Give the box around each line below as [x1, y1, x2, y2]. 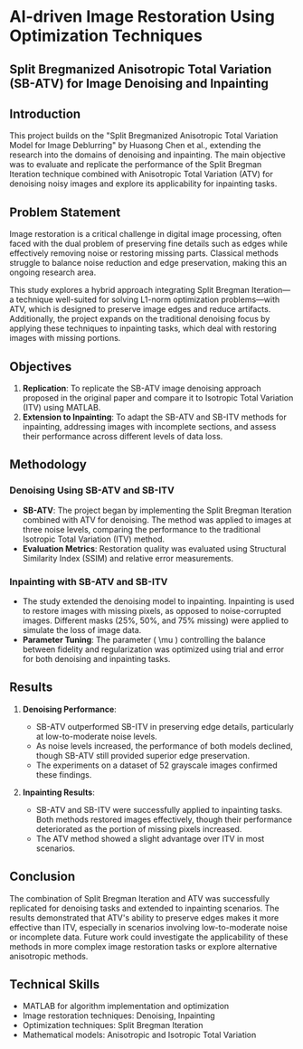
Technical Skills [9, 977, 100, 992]
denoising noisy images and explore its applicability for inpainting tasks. [9, 178, 278, 189]
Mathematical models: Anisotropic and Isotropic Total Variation [22, 1029, 257, 1041]
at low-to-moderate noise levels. [35, 731, 158, 742]
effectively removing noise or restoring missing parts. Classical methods [9, 248, 279, 259]
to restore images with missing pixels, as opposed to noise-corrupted [22, 606, 282, 616]
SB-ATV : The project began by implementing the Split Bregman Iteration [22, 505, 292, 515]
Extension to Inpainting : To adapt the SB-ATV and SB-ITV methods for [22, 411, 287, 422]
